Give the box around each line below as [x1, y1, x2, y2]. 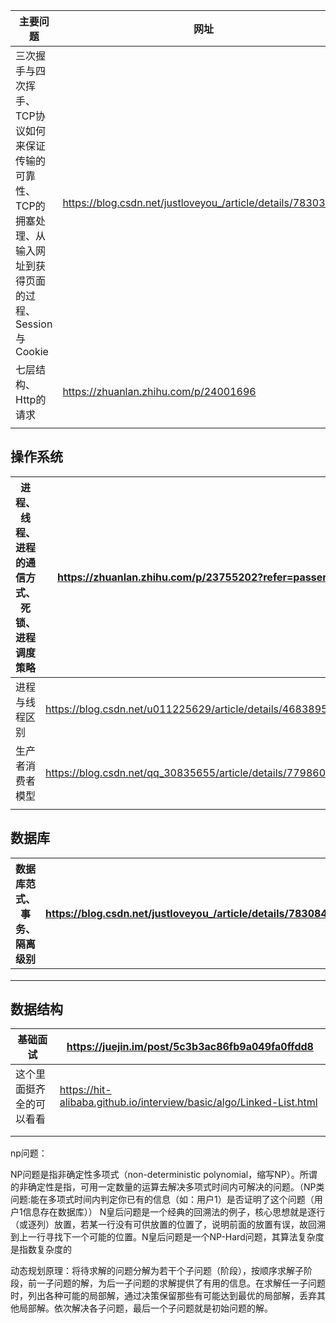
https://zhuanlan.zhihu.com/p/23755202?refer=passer [57, 570, 327, 584]
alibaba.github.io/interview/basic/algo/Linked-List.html [59, 1095, 318, 1109]
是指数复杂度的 [10, 1244, 72, 1256]
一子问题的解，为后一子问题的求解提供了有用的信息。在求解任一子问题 [36, 1277, 326, 1289]
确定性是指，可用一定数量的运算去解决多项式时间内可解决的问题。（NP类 [27, 1181, 325, 1193]
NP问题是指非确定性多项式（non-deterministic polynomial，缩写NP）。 [10, 1169, 300, 1181]
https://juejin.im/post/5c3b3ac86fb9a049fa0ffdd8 [66, 1040, 314, 1054]
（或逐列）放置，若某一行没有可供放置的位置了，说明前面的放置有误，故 [10, 1219, 308, 1231]
